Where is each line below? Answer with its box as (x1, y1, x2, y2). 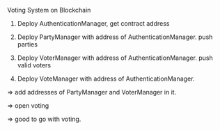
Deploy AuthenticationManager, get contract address (17, 19, 170, 27)
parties (17, 40, 38, 48)
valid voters (17, 61, 52, 69)
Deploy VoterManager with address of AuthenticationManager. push (17, 54, 214, 62)
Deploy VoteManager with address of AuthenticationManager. (17, 74, 195, 83)
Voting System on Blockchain (7, 6, 91, 14)
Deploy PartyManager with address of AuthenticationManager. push (17, 33, 213, 41)
